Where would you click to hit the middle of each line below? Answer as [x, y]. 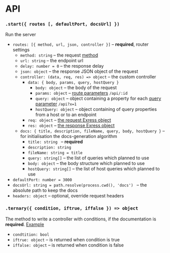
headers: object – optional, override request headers [68, 196]
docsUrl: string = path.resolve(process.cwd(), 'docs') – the [80, 185]
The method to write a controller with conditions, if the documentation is [81, 219]
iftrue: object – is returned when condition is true [66, 239]
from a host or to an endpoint [66, 115]
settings [21, 50]
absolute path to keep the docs [45, 190]
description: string [49, 148]
